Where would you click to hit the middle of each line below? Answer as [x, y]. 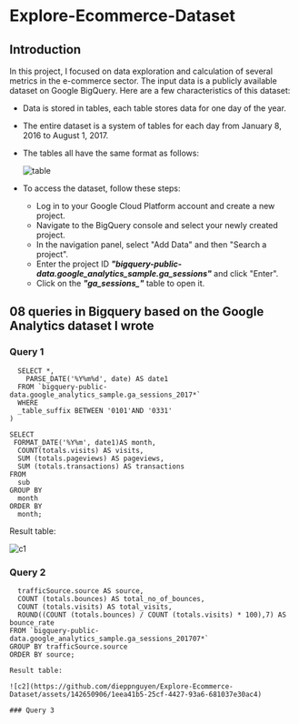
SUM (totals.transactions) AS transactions [101, 466]
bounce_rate [32, 623]
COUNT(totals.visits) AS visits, [81, 450]
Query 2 [28, 572]
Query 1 [27, 352]
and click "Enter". [246, 273]
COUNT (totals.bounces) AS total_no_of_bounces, [111, 598]
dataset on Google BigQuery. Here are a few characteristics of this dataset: [150, 90]
